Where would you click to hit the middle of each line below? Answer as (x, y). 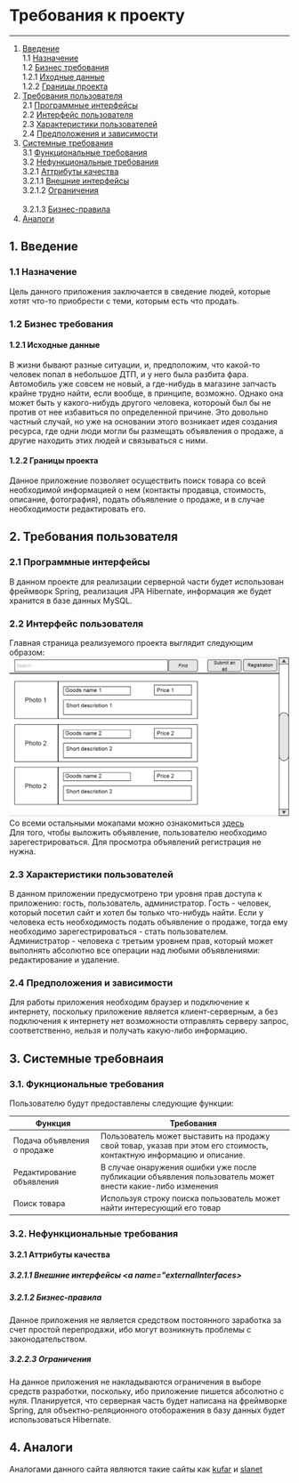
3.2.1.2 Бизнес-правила (56, 1298)
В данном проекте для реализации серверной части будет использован (147, 581)
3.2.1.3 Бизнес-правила (66, 209)
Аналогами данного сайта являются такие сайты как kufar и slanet (136, 1469)
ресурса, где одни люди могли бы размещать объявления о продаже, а (146, 431)
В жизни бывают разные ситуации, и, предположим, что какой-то (135, 365)
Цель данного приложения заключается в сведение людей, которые (140, 291)
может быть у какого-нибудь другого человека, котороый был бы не (140, 402)
